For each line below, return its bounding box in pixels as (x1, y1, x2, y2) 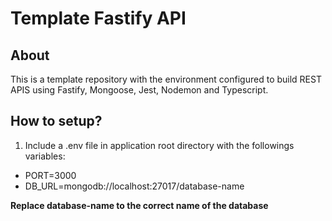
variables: (24, 150, 66, 162)
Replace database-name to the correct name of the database (10, 199, 269, 211)
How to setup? (10, 113, 103, 130)
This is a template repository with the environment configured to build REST (10, 73, 322, 85)
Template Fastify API (10, 7, 187, 30)
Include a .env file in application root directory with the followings (24, 139, 295, 151)
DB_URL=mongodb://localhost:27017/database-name (24, 180, 245, 192)
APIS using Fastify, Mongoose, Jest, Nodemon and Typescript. (10, 84, 269, 96)
